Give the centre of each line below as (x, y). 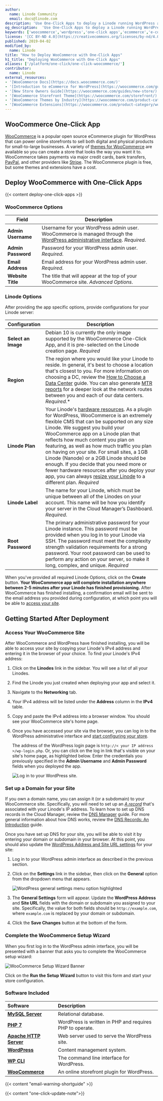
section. (20, 864)
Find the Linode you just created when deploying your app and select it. (84, 682)
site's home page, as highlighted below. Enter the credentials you (77, 755)
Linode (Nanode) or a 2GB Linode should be (96, 458)
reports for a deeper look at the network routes (99, 389)
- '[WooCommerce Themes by (32, 100)
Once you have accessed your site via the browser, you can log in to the (84, 731)
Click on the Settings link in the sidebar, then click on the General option (85, 874)
